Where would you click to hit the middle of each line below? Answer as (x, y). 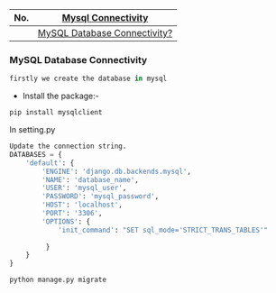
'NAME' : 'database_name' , (91, 179)
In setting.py (32, 130)
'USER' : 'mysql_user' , (84, 188)
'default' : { (50, 163)
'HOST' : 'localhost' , (83, 205)
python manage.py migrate (58, 280)
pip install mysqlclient (56, 113)
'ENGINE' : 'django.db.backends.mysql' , (117, 171)
